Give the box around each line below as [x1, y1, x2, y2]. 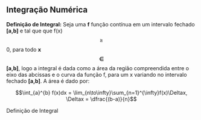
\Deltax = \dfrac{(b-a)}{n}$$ [66, 95, 137, 103]
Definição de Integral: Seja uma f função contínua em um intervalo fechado [6, 20, 195, 28]
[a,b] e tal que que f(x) [6, 27, 63, 34]
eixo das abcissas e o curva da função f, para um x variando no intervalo [6, 71, 187, 78]
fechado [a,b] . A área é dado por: [6, 77, 90, 85]
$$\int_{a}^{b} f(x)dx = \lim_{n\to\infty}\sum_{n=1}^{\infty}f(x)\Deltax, [15, 89, 188, 96]
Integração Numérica [6, 5, 88, 15]
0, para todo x [6, 46, 41, 53]
